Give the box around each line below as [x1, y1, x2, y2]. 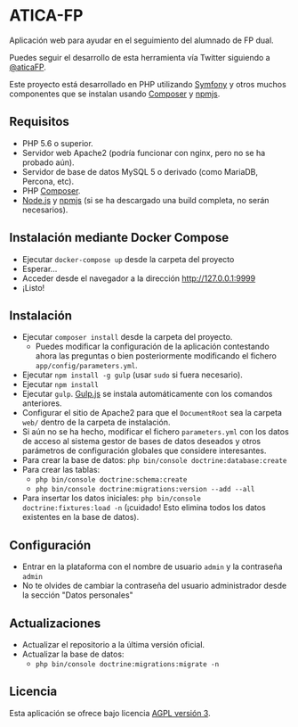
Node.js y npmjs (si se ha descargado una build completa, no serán [21, 194, 270, 205]
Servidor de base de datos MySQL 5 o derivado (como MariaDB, [21, 166, 259, 177]
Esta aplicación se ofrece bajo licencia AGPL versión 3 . [9, 707, 211, 718]
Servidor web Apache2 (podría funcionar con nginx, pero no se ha [21, 147, 266, 158]
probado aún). [21, 157, 75, 168]
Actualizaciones [9, 615, 101, 631]
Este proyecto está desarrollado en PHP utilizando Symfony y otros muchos [9, 78, 286, 89]
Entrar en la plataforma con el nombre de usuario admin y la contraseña [21, 561, 283, 572]
